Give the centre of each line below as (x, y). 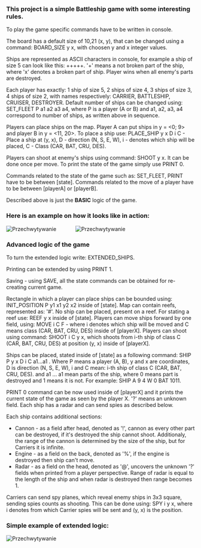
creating (16, 287)
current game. (45, 287)
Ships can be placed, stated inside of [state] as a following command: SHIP (99, 355)
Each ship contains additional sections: (54, 417)
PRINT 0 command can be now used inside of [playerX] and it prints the (95, 392)
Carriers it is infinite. (40, 447)
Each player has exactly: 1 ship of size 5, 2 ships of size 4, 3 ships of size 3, (99, 90)
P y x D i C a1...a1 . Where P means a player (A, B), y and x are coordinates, (98, 361)
